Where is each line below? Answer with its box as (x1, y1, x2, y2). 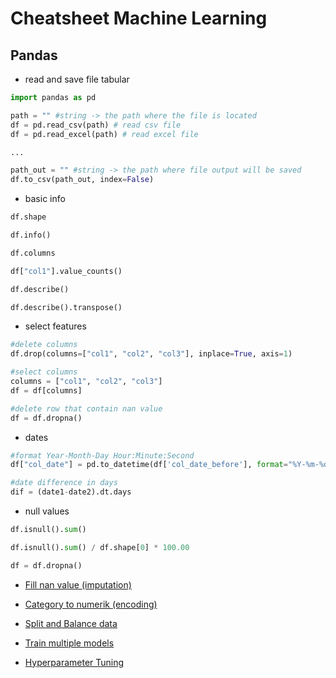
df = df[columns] (10, 385, 83, 396)
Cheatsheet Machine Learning (10, 7, 268, 30)
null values (24, 505, 70, 517)
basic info (24, 193, 66, 205)
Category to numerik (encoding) (24, 598, 158, 610)
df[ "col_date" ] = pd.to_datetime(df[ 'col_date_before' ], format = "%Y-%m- (10, 460, 320, 470)
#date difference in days (10, 478, 118, 488)
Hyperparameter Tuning (24, 656, 125, 668)
